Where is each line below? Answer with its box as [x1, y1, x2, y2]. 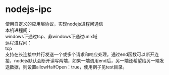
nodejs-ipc [5, 4, 52, 15]
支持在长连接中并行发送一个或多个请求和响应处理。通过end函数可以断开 [5, 51, 155, 57]
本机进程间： [5, 27, 32, 33]
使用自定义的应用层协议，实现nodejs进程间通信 [5, 21, 103, 27]
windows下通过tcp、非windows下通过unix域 [5, 33, 97, 39]
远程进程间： [5, 39, 32, 46]
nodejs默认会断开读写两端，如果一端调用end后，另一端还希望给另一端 [14, 57, 160, 63]
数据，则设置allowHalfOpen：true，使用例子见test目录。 [9, 64, 127, 70]
